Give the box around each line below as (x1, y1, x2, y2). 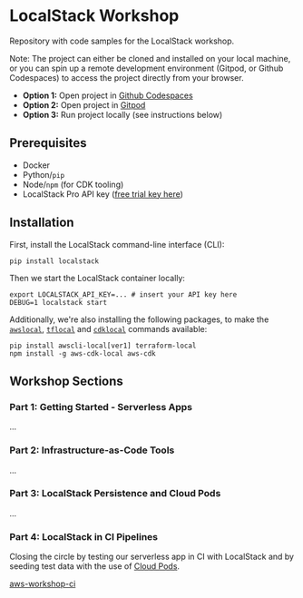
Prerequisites (9, 135, 87, 151)
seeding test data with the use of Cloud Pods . (9, 561, 180, 572)
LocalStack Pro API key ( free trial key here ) (22, 188, 184, 200)
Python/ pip (22, 169, 65, 180)
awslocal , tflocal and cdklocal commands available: (9, 323, 208, 334)
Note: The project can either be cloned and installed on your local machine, (9, 53, 291, 64)
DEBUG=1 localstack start (9, 298, 107, 307)
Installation (9, 215, 74, 230)
